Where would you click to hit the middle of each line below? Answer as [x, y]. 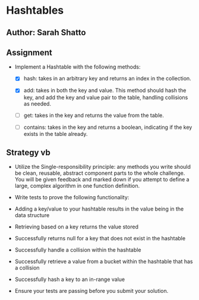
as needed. [37, 103]
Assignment [29, 52]
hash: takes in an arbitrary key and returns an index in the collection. [107, 79]
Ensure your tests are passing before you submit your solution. [91, 291]
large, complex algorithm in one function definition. [77, 186]
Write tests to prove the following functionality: [72, 197]
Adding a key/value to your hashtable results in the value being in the [99, 209]
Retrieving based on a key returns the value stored [76, 227]
